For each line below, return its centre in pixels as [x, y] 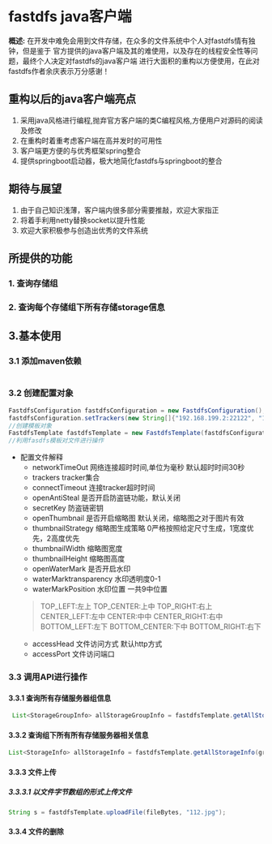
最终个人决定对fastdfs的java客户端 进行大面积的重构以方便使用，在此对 [141, 61]
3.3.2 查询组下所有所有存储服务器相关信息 [79, 734]
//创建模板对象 [30, 426]
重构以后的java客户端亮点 [72, 99]
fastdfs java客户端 [70, 17]
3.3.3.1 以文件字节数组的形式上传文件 [70, 792]
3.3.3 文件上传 [32, 772]
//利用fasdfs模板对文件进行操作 [56, 441]
